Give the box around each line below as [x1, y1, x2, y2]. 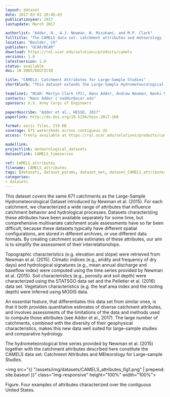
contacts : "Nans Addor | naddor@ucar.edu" [5, 95, 96, 101]
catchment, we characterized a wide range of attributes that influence [5, 204, 151, 210]
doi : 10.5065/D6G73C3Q [5, 68, 53, 73]
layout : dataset [5, 7, 39, 13]
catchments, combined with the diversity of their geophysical [5, 320, 133, 326]
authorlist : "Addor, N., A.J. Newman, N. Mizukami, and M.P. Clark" [5, 31, 153, 36]
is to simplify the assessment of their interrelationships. [5, 241, 120, 247]
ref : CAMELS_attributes [5, 160, 56, 166]
